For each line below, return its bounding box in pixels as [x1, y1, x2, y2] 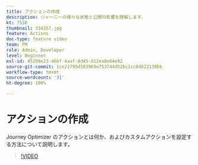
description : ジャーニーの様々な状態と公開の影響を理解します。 [6, 14, 146, 20]
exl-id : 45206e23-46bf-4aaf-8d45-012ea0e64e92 [6, 58, 123, 64]
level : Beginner [6, 53, 46, 59]
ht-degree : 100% [6, 80, 46, 86]
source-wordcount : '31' [6, 75, 65, 80]
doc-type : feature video [6, 36, 67, 42]
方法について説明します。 [11, 140, 73, 148]
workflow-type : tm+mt [6, 69, 60, 75]
